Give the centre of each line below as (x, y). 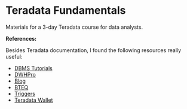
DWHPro (25, 74)
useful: (14, 56)
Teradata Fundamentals (66, 10)
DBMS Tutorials (33, 68)
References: (21, 38)
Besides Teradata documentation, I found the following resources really (93, 50)
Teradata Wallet (33, 100)
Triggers (24, 93)
